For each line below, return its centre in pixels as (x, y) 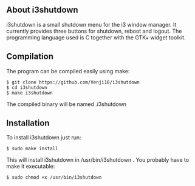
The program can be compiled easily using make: (68, 71)
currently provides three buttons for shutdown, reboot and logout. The (94, 31)
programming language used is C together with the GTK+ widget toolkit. (96, 37)
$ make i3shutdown (29, 93)
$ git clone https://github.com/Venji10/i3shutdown (73, 82)
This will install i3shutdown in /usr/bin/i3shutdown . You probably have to (98, 160)
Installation (28, 123)
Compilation (30, 57)
